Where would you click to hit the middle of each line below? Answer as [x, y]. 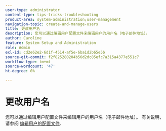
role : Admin [18, 48]
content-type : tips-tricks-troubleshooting [52, 15]
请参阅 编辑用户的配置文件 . [33, 123]
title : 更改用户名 [23, 29]
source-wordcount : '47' [30, 66]
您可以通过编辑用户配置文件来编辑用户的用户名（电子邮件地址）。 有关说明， [85, 117]
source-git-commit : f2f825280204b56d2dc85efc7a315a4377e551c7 [72, 57]
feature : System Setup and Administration [51, 43]
